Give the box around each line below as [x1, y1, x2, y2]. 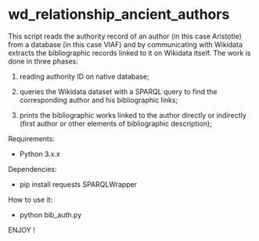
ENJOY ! [8, 225, 35, 235]
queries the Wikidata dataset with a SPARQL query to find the [19, 86, 218, 96]
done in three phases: [8, 57, 78, 66]
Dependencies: [8, 164, 57, 173]
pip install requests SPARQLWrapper [19, 179, 138, 189]
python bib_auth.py [19, 210, 82, 219]
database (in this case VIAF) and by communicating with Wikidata [31, 39, 243, 49]
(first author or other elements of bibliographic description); [19, 119, 213, 128]
